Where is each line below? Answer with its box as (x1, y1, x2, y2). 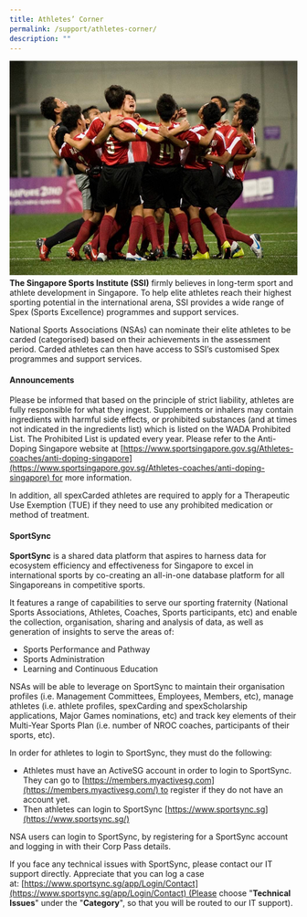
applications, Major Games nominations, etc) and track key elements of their (9, 711, 297, 722)
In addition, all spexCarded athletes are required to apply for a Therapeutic (9, 490, 291, 501)
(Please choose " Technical (188, 888, 291, 899)
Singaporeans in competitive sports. (9, 580, 146, 591)
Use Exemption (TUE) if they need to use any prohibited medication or (9, 500, 274, 511)
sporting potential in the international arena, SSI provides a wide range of (9, 297, 285, 308)
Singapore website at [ (38, 443, 124, 454)
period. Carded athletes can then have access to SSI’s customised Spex (9, 343, 281, 354)
